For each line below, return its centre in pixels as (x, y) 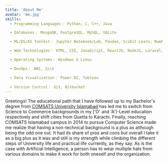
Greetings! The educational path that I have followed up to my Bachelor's (80, 101)
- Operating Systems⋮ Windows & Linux (51, 60)
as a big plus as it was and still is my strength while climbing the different (80, 138)
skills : (13, 19)
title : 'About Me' (24, 10)
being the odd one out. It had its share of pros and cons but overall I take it (82, 133)
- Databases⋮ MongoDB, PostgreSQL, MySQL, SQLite (63, 33)
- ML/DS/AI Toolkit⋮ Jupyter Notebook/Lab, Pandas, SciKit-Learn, (81, 42)
